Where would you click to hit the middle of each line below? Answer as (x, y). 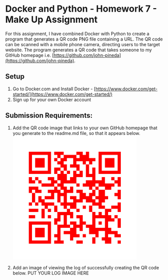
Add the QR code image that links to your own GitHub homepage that (85, 128)
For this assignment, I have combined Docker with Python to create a (77, 33)
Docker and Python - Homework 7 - (81, 9)
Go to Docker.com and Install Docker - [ (54, 89)
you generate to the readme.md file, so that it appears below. (76, 133)
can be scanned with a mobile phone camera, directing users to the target (83, 44)
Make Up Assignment (52, 20)
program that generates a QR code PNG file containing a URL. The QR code (84, 39)
